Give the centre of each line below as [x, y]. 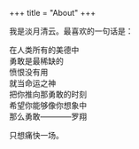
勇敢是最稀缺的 [36, 61]
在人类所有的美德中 [44, 50]
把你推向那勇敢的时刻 [48, 94]
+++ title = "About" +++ [53, 13]
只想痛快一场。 [36, 135]
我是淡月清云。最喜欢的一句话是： [71, 31]
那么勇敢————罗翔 [48, 116]
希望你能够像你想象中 [48, 105]
